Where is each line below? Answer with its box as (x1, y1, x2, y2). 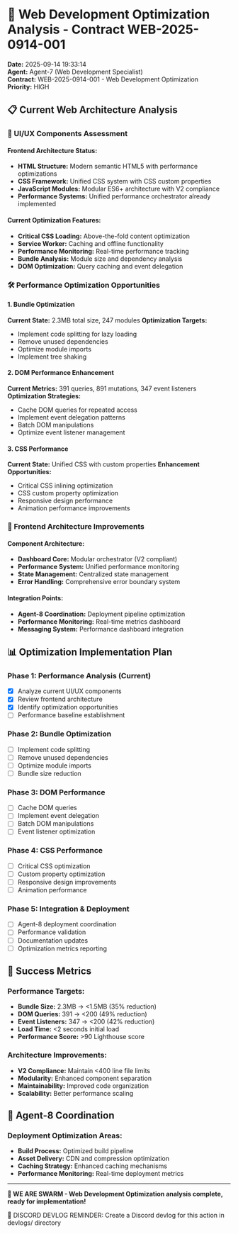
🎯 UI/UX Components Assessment (7, 129, 128, 139)
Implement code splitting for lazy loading (17, 330, 137, 338)
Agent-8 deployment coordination (17, 920, 117, 929)
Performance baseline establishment (17, 711, 125, 719)
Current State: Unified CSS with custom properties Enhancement (7, 460, 200, 469)
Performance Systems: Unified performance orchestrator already (17, 192, 211, 201)
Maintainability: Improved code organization (17, 1081, 149, 1090)
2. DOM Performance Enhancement (7, 369, 115, 377)
